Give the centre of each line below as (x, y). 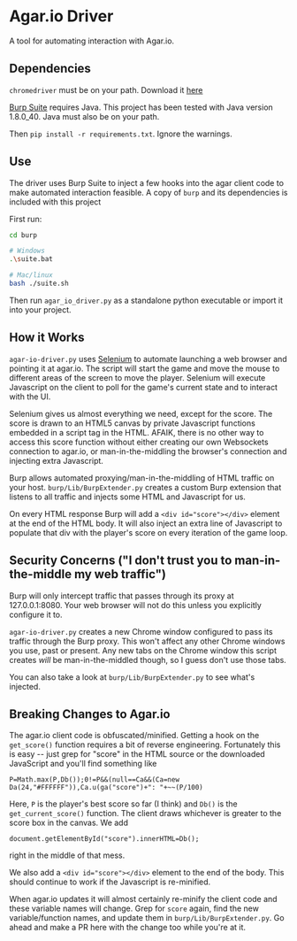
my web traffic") (120, 574)
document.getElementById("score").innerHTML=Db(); (104, 839)
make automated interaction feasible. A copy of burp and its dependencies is (148, 192)
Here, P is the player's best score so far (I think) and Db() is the (124, 804)
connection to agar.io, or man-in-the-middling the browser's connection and (148, 451)
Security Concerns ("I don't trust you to (121, 561)
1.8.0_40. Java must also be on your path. (84, 116)
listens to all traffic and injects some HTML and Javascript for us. (127, 497)
